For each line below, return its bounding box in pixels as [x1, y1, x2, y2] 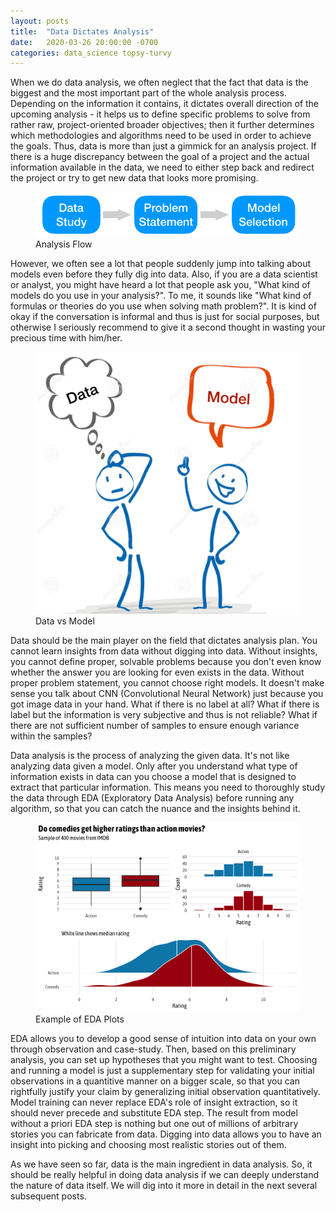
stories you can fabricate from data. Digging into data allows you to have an [10, 1128, 322, 1140]
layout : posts [10, 16, 70, 26]
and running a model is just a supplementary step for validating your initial [10, 1065, 315, 1077]
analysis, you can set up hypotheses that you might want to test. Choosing [10, 1054, 318, 1066]
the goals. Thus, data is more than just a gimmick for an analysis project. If [10, 140, 317, 152]
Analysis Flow [35, 238, 93, 250]
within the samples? [10, 730, 93, 742]
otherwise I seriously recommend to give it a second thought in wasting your [10, 321, 326, 334]
